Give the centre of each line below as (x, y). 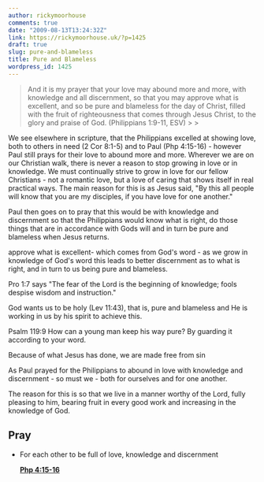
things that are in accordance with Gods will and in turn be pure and (118, 228)
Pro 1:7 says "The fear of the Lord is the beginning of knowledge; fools (123, 284)
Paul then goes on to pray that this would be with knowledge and (113, 211)
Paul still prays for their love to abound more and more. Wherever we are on (131, 154)
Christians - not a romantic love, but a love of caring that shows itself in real (131, 180)
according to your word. (47, 339)
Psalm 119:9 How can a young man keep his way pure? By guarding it (120, 331)
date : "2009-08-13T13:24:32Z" (58, 30)
